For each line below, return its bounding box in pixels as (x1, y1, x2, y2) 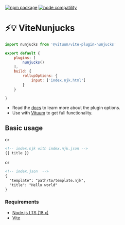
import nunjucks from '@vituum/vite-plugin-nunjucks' (5, 42, 117, 47)
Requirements (5, 199, 39, 206)
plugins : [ (14, 55, 36, 60)
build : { (14, 69, 32, 74)
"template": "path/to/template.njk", (9, 178, 86, 183)
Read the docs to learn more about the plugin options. (12, 105, 121, 111)
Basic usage (5, 124, 43, 132)
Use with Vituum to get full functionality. (12, 110, 93, 115)
